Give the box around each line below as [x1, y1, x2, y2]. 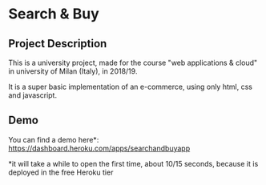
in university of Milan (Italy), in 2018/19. [8, 66, 138, 76]
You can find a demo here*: [8, 135, 99, 144]
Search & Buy [8, 5, 100, 23]
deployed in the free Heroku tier [8, 167, 114, 177]
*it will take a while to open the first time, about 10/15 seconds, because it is [8, 159, 259, 168]
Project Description [8, 37, 107, 50]
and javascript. [8, 90, 58, 100]
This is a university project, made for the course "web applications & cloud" [8, 58, 258, 67]
